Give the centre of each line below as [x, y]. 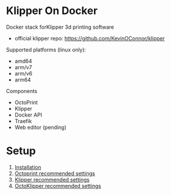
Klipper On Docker [52, 11]
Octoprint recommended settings [55, 173]
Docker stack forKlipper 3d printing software [60, 27]
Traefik [23, 121]
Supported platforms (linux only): [46, 49]
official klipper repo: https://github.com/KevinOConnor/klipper [90, 38]
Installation [28, 167]
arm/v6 [24, 73]
